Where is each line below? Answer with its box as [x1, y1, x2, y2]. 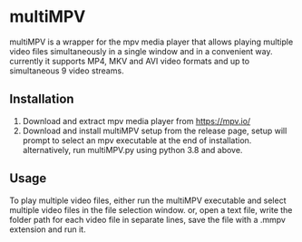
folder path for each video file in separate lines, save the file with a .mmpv [9, 214, 286, 225]
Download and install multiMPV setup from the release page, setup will [22, 125, 287, 136]
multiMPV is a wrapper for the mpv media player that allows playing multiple [9, 36, 294, 47]
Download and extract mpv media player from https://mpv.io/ [22, 115, 251, 126]
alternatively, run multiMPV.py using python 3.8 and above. [22, 144, 243, 155]
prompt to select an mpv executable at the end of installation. [22, 134, 252, 146]
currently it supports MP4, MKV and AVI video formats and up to [9, 55, 250, 66]
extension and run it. [9, 224, 86, 235]
